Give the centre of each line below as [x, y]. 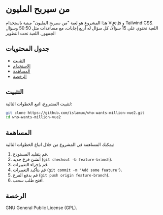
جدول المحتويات [28, 49]
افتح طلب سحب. [28, 180]
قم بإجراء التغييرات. [31, 165]
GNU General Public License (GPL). [42, 208]
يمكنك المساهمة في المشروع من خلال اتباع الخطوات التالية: [60, 144]
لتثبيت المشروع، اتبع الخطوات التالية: [39, 104]
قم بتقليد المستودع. [30, 154]
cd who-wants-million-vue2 [33, 117]
